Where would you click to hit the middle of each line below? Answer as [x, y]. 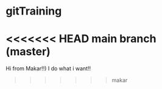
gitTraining [34, 11]
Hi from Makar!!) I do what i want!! [48, 68]
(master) [28, 52]
